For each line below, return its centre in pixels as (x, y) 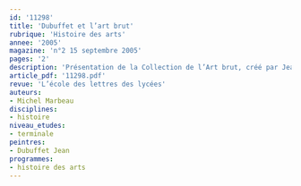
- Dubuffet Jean (39, 150)
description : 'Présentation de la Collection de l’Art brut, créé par (144, 68)
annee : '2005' (36, 42)
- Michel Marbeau (42, 101)
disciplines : (34, 109)
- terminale (31, 134)
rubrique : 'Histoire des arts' (68, 34)
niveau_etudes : (38, 126)
